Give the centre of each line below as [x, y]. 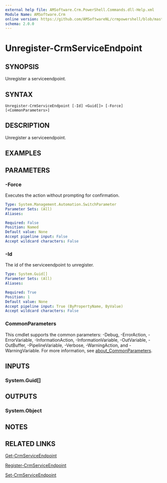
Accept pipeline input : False [37, 237]
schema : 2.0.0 [20, 24]
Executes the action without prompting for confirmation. [62, 195]
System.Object [24, 411]
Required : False [22, 223]
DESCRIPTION [27, 125]
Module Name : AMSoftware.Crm [35, 14]
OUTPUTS [21, 396]
